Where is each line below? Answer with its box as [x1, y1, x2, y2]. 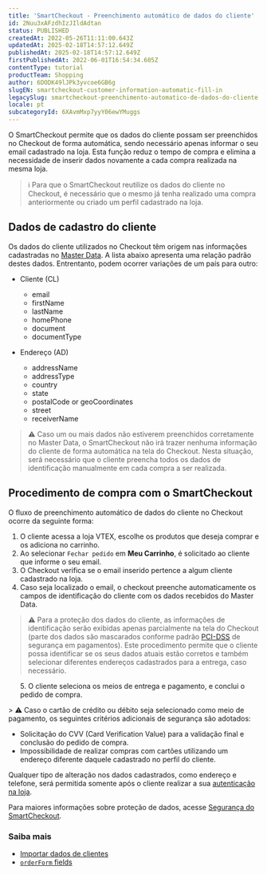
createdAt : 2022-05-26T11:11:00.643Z [8, 34, 134, 42]
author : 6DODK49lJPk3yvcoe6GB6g [8, 78, 116, 86]
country [31, 380, 58, 390]
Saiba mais [8, 831, 52, 842]
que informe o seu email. [19, 556, 102, 567]
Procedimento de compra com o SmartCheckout [8, 486, 253, 500]
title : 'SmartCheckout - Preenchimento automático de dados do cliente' [8, 11, 255, 20]
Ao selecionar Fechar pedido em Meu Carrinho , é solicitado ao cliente [19, 548, 250, 558]
